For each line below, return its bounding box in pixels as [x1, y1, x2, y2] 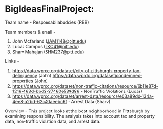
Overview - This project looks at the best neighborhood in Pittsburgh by [5, 108, 150, 114]
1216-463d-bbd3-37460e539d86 [12, 88, 80, 94]
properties [12, 78, 33, 84]
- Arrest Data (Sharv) [68, 98, 111, 104]
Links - [5, 58, 20, 64]
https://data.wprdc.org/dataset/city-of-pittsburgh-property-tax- [12, 67, 141, 74]
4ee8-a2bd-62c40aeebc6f [12, 98, 67, 104]
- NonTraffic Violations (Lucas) [80, 88, 143, 94]
